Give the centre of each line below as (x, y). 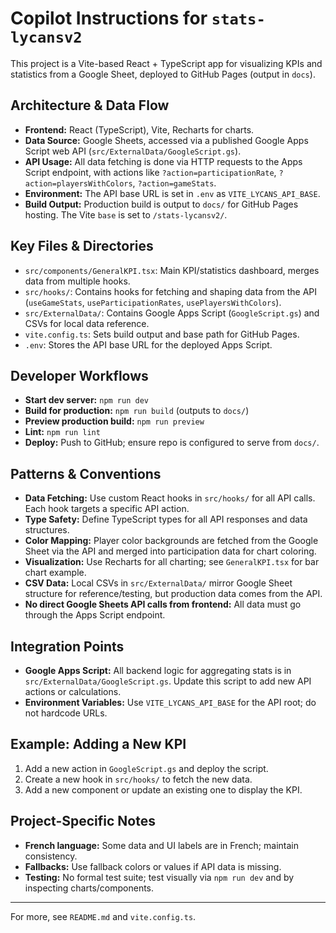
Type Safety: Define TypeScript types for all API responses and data (166, 519)
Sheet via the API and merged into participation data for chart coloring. (170, 551)
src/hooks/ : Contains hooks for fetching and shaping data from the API (170, 291)
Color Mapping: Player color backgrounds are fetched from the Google (171, 541)
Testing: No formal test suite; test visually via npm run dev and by (159, 877)
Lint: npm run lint (62, 432)
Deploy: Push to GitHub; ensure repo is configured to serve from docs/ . (172, 443)
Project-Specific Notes (83, 821)
